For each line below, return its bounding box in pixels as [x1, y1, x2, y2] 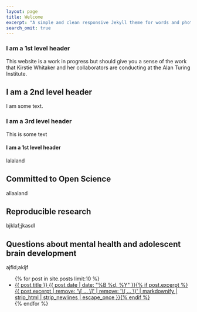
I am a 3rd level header [6, 117, 72, 126]
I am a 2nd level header [6, 87, 93, 97]
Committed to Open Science [6, 174, 111, 184]
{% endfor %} [14, 300, 49, 307]
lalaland [6, 157, 25, 164]
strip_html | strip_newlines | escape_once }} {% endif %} [14, 294, 151, 301]
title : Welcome [6, 14, 43, 20]
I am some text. [6, 103, 43, 110]
